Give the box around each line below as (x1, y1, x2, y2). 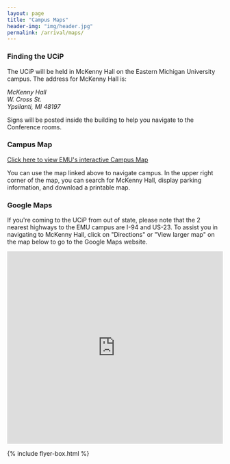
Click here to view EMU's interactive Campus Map (7, 155, 149, 164)
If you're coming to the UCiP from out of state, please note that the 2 (7, 216, 201, 224)
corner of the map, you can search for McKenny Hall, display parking (7, 176, 202, 184)
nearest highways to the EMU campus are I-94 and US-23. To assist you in (7, 223, 218, 231)
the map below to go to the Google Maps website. (7, 237, 148, 246)
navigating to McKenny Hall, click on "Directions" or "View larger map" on (7, 231, 216, 239)
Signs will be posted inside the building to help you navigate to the (7, 116, 194, 124)
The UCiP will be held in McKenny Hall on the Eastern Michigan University (7, 67, 216, 75)
